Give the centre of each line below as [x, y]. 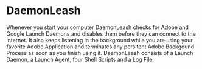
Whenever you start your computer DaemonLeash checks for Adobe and [97, 27]
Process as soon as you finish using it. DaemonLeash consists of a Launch [100, 53]
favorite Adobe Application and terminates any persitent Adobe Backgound [100, 47]
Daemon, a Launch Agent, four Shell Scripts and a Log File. [80, 59]
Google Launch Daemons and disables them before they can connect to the [101, 33]
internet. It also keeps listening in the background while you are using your [99, 40]
